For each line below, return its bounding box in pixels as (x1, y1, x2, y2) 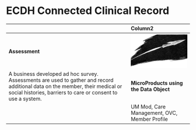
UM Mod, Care (131, 103, 166, 110)
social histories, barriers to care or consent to (8, 89, 118, 96)
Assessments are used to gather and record (8, 76, 114, 83)
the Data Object (131, 86, 170, 93)
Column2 (131, 25, 154, 32)
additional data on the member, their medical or (8, 83, 123, 90)
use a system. (8, 95, 42, 102)
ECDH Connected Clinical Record (6, 4, 170, 17)
